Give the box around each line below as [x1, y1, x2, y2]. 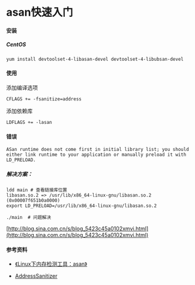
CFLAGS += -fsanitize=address [6, 96, 82, 102]
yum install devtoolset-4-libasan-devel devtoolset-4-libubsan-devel [6, 56, 184, 62]
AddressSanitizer [14, 272, 58, 280]
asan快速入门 [6, 5, 73, 19]
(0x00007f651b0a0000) [6, 198, 61, 204]
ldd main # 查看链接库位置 [6, 187, 67, 193]
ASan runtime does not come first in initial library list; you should [6, 147, 189, 153]
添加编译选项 [6, 84, 38, 91]
